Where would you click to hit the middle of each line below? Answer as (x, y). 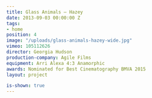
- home (15, 29)
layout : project (27, 75)
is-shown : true (26, 86)
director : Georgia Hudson (39, 52)
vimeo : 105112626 (28, 47)
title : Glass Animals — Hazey (45, 12)
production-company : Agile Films (49, 58)
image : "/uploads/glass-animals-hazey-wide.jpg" (69, 40)
